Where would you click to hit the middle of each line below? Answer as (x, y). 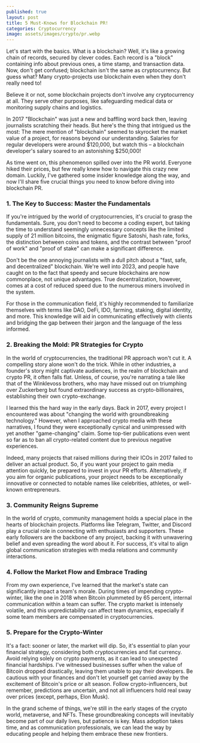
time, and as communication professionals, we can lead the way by (89, 727)
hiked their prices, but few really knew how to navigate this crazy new (92, 169)
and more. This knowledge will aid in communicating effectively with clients (99, 316)
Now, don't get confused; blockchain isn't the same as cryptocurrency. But (99, 70)
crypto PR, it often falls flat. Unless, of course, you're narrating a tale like (96, 377)
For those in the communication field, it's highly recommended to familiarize (100, 304)
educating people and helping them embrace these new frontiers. (87, 733)
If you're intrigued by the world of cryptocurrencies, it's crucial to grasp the (99, 217)
